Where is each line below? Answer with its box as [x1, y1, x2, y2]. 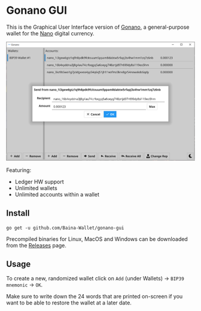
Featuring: [6, 166, 32, 174]
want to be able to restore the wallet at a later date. [6, 299, 132, 306]
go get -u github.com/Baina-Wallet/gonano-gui [6, 225, 124, 231]
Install [6, 208, 30, 219]
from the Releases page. [6, 241, 67, 249]
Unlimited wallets [14, 184, 58, 192]
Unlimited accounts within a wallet [14, 191, 100, 198]
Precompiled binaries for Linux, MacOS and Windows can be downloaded [6, 235, 188, 243]
